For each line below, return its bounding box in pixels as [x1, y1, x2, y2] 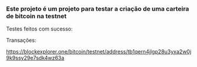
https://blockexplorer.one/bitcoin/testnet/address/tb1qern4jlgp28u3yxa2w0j [6, 48, 192, 55]
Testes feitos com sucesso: [6, 25, 73, 32]
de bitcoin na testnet [6, 12, 67, 20]
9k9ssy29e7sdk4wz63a [6, 55, 64, 62]
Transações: [6, 37, 37, 44]
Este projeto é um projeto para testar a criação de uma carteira [6, 5, 189, 13]
